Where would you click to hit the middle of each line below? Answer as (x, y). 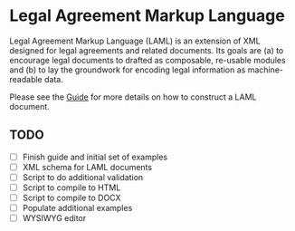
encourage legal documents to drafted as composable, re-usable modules (148, 60)
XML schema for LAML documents (87, 167)
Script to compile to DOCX (71, 197)
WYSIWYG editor (54, 218)
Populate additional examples (77, 208)
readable (26, 79)
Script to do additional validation (83, 177)
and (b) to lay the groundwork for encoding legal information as (128, 70)
